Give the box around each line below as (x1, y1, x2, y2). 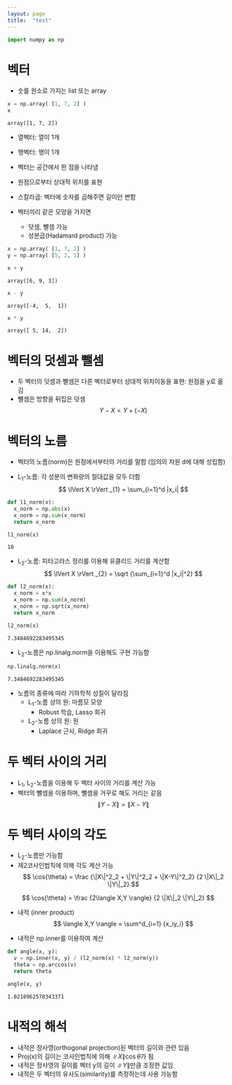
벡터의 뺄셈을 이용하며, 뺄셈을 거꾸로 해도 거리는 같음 (17, 788, 162, 797)
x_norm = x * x (13, 590, 52, 597)
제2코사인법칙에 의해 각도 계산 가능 (17, 862, 114, 870)
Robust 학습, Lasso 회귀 (38, 708, 106, 716)
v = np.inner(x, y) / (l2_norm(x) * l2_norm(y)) (13, 955, 159, 962)
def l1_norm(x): (7, 499, 55, 506)
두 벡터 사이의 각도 (7, 826, 107, 843)
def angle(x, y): (7, 948, 58, 956)
